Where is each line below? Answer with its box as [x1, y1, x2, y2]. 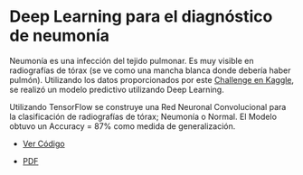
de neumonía [9, 25, 110, 46]
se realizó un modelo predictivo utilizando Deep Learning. [9, 84, 224, 95]
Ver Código [22, 138, 65, 149]
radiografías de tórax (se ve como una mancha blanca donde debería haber [9, 65, 291, 76]
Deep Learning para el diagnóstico [9, 6, 273, 27]
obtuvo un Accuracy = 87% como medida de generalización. [9, 120, 236, 132]
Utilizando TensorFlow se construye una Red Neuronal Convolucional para [9, 101, 287, 112]
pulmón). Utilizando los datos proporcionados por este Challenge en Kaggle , [9, 74, 295, 85]
